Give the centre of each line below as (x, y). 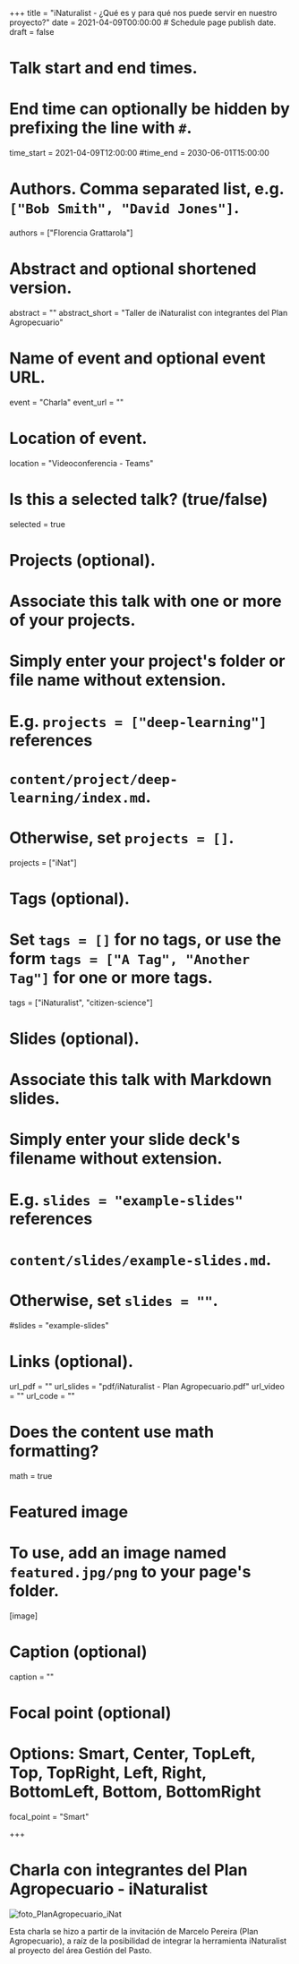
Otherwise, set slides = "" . (114, 1300)
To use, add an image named (118, 1553)
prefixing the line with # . (101, 128)
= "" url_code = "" (43, 1396)
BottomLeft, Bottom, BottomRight (135, 1792)
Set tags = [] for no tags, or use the (145, 940)
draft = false (32, 32)
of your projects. (73, 620)
